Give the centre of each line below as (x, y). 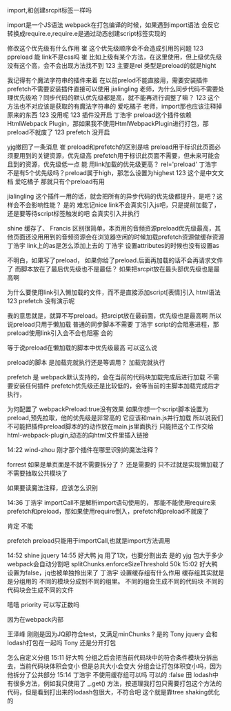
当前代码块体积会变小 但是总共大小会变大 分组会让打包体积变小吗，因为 (120, 666)
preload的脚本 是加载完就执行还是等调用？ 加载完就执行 (86, 362)
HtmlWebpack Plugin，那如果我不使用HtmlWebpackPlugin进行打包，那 (108, 124)
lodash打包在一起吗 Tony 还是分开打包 (62, 643)
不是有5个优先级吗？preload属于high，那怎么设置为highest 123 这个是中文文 (115, 173)
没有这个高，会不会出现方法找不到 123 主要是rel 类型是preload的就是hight (112, 65)
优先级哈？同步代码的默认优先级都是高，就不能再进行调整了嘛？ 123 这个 (116, 98)
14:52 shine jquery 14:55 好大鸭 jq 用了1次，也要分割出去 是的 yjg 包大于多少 (115, 555)
